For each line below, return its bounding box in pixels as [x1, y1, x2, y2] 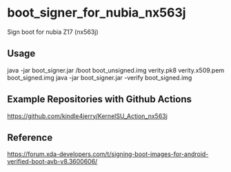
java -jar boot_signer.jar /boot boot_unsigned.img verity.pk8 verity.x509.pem [7, 66, 225, 74]
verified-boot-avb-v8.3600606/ [7, 157, 98, 166]
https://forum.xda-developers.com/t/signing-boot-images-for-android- [7, 150, 209, 158]
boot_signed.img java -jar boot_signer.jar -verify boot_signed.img [7, 73, 192, 82]
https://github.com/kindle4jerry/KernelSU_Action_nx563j [7, 112, 168, 120]
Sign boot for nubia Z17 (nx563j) [7, 28, 99, 36]
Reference [7, 131, 53, 143]
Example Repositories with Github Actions [7, 93, 192, 105]
